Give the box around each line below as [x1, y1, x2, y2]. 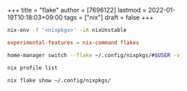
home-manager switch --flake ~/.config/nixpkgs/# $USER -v [7, 51, 180, 58]
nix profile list [7, 64, 58, 72]
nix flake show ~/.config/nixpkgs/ [7, 76, 111, 84]
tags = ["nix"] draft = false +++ [64, 13, 154, 22]
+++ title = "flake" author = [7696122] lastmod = [7, 6, 147, 14]
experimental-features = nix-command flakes [7, 39, 139, 46]
